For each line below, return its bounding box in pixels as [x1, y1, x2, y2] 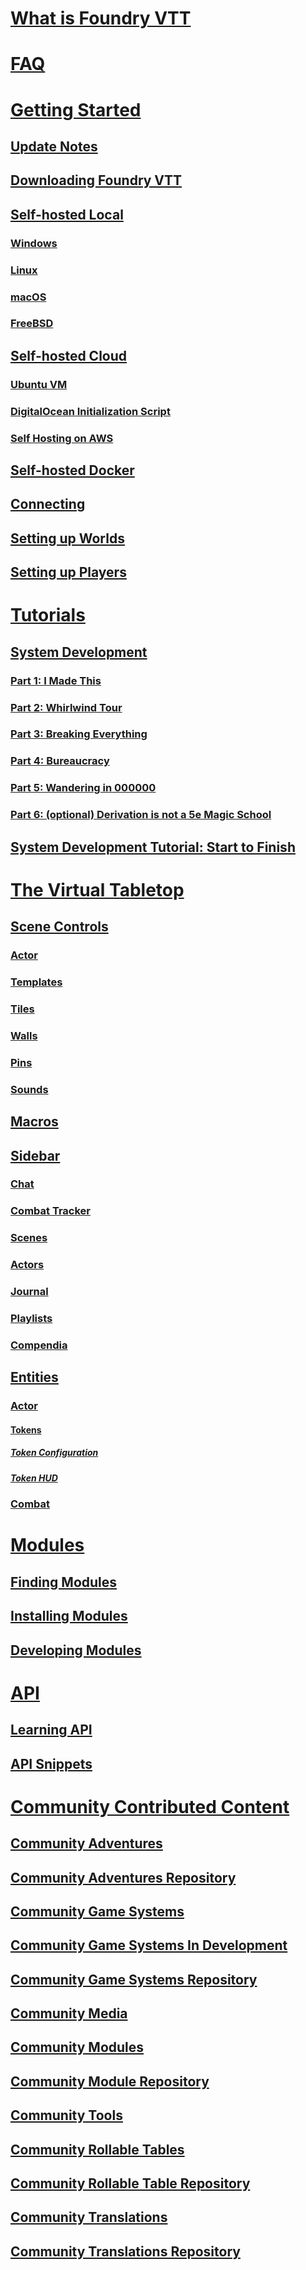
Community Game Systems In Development [10, 1937, 288, 1954]
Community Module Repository [10, 2073, 210, 2090]
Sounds [10, 1082, 49, 1096]
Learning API [10, 1722, 93, 1739]
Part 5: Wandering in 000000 [10, 781, 157, 795]
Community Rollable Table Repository [10, 2175, 251, 2192]
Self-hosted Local [10, 206, 124, 223]
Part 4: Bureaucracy [10, 754, 110, 768]
